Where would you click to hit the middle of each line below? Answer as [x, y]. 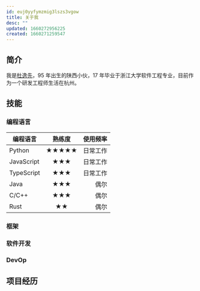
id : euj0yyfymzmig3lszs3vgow [43, 12]
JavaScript [25, 161]
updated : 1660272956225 [36, 28]
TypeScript [25, 172]
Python [19, 150]
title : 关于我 [22, 17]
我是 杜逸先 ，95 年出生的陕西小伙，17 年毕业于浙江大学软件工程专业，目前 [97, 75]
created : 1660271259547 [36, 34]
